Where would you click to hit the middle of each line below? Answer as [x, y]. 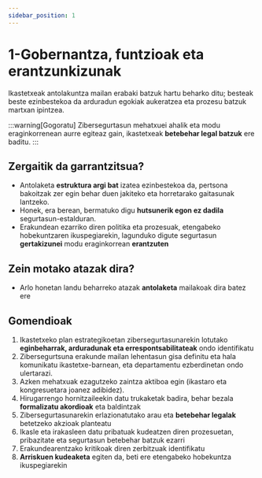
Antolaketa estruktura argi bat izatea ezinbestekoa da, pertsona [124, 185]
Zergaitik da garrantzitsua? [76, 166]
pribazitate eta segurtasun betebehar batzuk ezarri [102, 440]
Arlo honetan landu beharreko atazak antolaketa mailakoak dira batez [133, 287]
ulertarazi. [36, 373]
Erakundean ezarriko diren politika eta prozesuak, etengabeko [120, 227]
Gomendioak [40, 321]
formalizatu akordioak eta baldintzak [80, 407]
